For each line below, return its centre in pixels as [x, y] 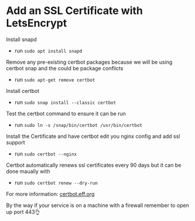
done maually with [28, 171]
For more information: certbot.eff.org [50, 194]
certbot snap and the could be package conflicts [65, 68]
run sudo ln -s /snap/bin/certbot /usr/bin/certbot [78, 125]
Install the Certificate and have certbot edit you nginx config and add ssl [93, 136]
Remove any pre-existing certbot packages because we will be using [89, 62]
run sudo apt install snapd [48, 50]
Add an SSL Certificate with [75, 11]
